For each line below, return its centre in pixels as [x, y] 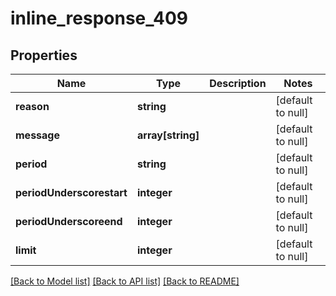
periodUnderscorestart [71, 192]
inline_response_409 [99, 18]
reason [32, 106]
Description [238, 83]
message [37, 135]
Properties [44, 55]
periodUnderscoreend [69, 221]
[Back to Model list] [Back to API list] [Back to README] [125, 281]
